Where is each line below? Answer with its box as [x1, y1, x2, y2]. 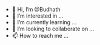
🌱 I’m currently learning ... [12, 19, 77, 26]
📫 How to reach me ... [12, 32, 68, 39]
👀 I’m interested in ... [12, 12, 64, 19]
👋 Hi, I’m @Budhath [12, 6, 61, 13]
